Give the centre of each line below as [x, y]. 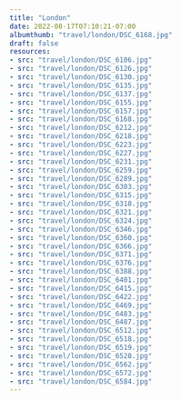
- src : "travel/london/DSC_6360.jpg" [81, 237]
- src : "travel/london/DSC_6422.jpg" [81, 296]
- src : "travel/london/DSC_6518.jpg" [81, 339]
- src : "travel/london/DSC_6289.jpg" [81, 178]
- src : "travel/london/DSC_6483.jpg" [81, 314]
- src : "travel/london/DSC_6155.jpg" [81, 102]
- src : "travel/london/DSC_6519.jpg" [81, 347]
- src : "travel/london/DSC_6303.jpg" [81, 187]
